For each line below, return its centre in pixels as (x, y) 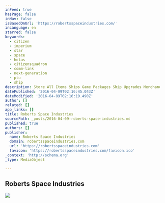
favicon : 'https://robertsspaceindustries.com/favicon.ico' (72, 151)
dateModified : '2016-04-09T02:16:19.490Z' (49, 96)
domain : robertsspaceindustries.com (47, 142)
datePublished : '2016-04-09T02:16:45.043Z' (50, 91)
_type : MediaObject (25, 159)
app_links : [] (20, 110)
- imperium (21, 46)
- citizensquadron (28, 64)
